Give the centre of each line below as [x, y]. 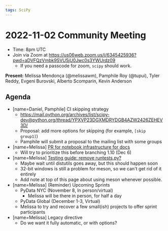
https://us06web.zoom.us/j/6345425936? [93, 55]
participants [33, 212]
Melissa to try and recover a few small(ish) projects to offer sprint [89, 207]
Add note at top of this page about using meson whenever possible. [91, 179]
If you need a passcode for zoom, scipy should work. [76, 66]
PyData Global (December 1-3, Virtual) [60, 201]
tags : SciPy [18, 10]
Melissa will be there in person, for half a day [75, 196]
